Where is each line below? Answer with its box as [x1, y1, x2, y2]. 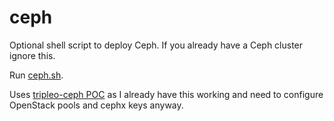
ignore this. [9, 49, 56, 61]
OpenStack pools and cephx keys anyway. [9, 99, 184, 111]
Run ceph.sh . [9, 69, 64, 81]
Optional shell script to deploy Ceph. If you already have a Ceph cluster [9, 39, 304, 51]
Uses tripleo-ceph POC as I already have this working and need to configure [9, 88, 324, 100]
